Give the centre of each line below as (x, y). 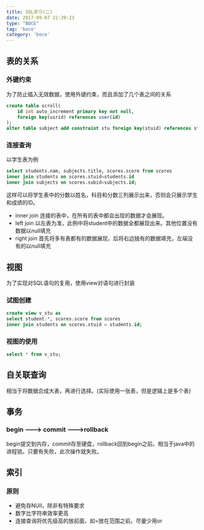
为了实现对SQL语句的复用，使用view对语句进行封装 (71, 283)
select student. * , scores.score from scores (63, 319)
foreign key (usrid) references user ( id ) (69, 117)
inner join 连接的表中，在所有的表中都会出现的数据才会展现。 (91, 216)
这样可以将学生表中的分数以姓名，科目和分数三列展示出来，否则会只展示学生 (102, 195)
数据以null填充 (33, 231)
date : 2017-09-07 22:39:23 (40, 18)
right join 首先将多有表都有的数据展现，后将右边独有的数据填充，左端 (101, 238)
